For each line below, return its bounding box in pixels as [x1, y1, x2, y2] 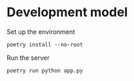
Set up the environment [6, 27, 75, 36]
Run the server [6, 54, 50, 62]
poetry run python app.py [6, 67, 83, 74]
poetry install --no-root [6, 41, 83, 48]
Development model [6, 4, 128, 20]
